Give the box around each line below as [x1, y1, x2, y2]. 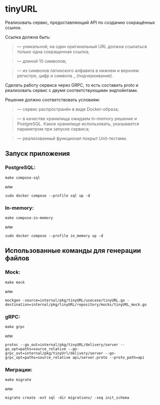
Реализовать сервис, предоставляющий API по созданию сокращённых [5, 19, 156, 25]
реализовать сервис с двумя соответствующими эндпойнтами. [5, 87, 138, 93]
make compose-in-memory [5, 215, 53, 220]
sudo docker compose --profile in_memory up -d [5, 233, 104, 238]
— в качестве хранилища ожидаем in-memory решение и [17, 115, 137, 121]
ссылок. [5, 24, 22, 30]
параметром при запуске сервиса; [17, 126, 90, 132]
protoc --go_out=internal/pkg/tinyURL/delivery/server [5, 342, 119, 347]
